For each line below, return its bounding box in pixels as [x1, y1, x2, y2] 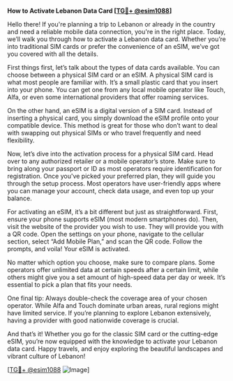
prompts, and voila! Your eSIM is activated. [7, 245, 130, 253]
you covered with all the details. [7, 50, 99, 58]
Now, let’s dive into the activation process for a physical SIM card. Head [7, 150, 213, 158]
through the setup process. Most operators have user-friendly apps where [7, 179, 221, 188]
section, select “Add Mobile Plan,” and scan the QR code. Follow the [7, 237, 203, 246]
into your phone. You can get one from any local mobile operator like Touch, [7, 86, 226, 94]
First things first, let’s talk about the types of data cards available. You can [7, 63, 220, 71]
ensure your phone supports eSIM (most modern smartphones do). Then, [7, 215, 218, 223]
